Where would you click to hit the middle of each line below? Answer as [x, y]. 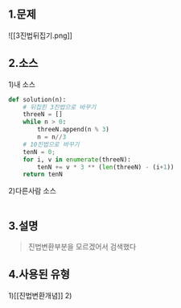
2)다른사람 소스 [32, 191]
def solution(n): [37, 99]
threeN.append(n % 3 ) [74, 130]
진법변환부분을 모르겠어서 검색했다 [82, 247]
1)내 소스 [22, 84]
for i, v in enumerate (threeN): [77, 160]
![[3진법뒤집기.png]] [40, 35]
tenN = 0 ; [39, 152]
